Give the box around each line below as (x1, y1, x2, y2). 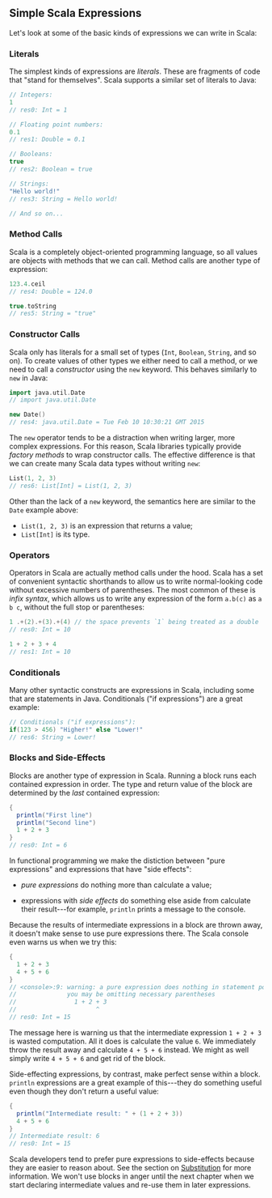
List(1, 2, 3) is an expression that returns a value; (20, 520, 193, 530)
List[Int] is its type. (20, 529, 90, 539)
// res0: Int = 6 (9, 841, 68, 849)
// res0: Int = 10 (9, 626, 71, 634)
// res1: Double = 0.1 (9, 135, 86, 144)
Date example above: (9, 505, 79, 515)
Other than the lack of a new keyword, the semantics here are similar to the (9, 496, 257, 506)
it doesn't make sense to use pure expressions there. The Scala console (9, 928, 249, 938)
